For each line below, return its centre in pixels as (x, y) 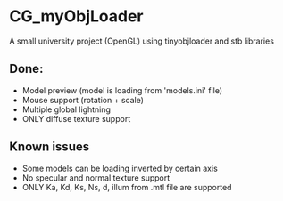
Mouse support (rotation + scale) (83, 100)
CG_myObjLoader (77, 16)
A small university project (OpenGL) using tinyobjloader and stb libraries (142, 41)
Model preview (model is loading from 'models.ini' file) (122, 90)
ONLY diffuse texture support (76, 118)
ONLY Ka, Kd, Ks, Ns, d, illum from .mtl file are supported (127, 187)
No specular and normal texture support (96, 177)
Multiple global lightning (67, 109)
